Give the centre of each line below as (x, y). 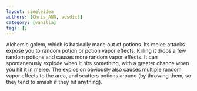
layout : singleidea (30, 11)
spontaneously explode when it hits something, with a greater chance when (98, 63)
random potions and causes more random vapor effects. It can (82, 57)
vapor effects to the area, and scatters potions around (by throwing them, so (99, 76)
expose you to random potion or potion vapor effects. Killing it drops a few (96, 51)
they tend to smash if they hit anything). (54, 82)
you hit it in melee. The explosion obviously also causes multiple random (94, 70)
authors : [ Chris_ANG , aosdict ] (44, 17)
